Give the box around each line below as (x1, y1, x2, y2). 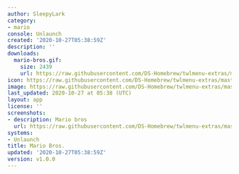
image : (7, 83, 27, 90)
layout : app (7, 97, 43, 104)
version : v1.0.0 (7, 156, 55, 163)
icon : (7, 76, 23, 84)
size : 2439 (20, 63, 53, 70)
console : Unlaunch (7, 30, 62, 38)
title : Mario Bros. (7, 143, 65, 150)
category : (7, 17, 37, 24)
